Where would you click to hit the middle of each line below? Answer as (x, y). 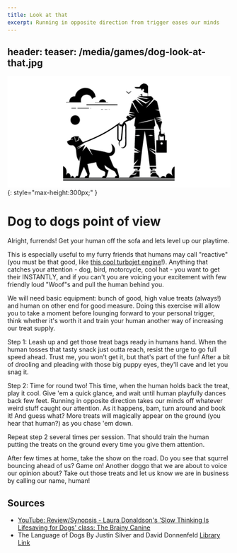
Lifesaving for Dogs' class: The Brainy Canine (84, 528)
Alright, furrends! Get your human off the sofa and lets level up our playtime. (118, 241)
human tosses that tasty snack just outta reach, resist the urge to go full (112, 349)
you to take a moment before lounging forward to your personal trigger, (111, 313)
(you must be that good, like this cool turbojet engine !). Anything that (108, 262)
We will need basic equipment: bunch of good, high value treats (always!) (114, 298)
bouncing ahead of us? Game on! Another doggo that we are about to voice (117, 466)
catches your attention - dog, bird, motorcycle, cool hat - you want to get (114, 269)
